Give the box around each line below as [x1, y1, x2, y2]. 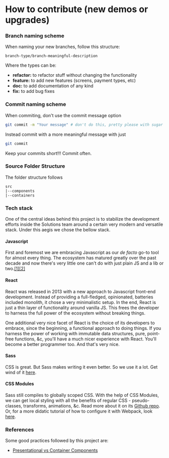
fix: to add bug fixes [12, 88, 55, 94]
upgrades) [5, 14, 50, 26]
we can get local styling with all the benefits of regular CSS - [5, 397, 131, 403]
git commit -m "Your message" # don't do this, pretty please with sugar [5, 122, 163, 127]
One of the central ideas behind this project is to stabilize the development [5, 216, 159, 222]
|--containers [5, 193, 35, 198]
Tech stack [5, 205, 33, 212]
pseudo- [131, 397, 150, 403]
